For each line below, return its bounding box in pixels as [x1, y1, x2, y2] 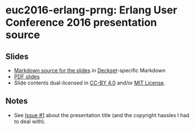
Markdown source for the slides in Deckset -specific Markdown [13, 67, 166, 73]
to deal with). [13, 118, 46, 125]
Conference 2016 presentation [5, 16, 157, 29]
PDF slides [13, 73, 40, 80]
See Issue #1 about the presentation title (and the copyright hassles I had [13, 111, 190, 118]
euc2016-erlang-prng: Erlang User [5, 3, 177, 17]
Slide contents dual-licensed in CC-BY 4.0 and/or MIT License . [13, 79, 166, 86]
